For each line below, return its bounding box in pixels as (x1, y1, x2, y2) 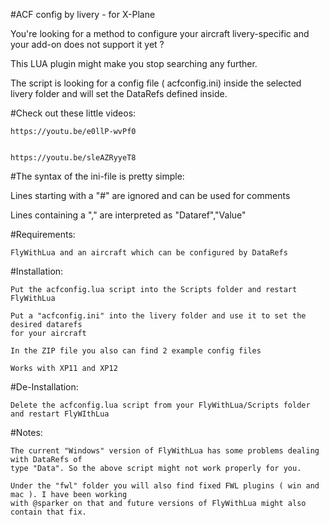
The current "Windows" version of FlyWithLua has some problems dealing (10, 446, 320, 456)
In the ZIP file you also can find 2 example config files (10, 346, 262, 356)
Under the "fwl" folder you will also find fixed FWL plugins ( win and (10, 481, 320, 491)
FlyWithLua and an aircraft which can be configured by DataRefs (10, 248, 288, 258)
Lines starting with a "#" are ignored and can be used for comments (10, 190, 291, 201)
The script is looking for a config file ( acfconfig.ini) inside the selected (10, 77, 302, 89)
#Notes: (10, 427, 43, 438)
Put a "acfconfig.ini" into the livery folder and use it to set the (10, 311, 307, 321)
